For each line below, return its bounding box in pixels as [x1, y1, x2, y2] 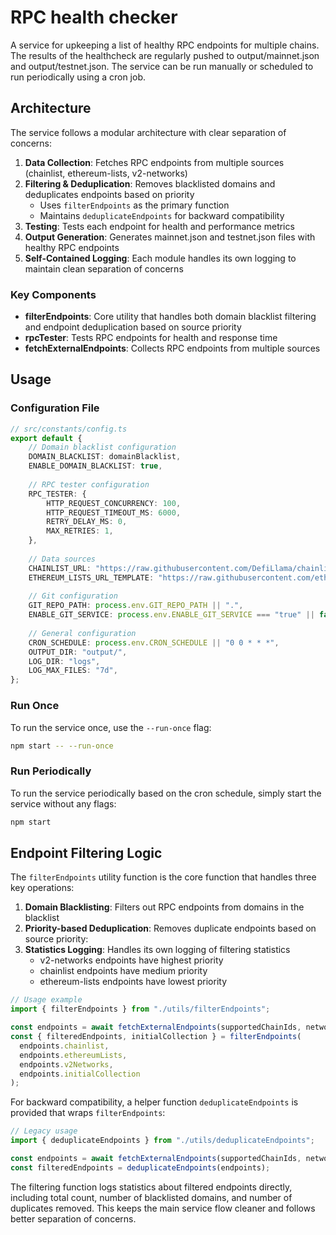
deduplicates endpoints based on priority [24, 188, 195, 200]
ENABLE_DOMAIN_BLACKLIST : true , [28, 461, 163, 471]
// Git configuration [28, 591, 118, 601]
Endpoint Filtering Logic [10, 844, 163, 861]
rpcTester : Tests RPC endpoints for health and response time [24, 332, 278, 344]
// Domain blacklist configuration [28, 442, 177, 453]
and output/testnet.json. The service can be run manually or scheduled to [10, 60, 314, 72]
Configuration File [10, 401, 100, 415]
